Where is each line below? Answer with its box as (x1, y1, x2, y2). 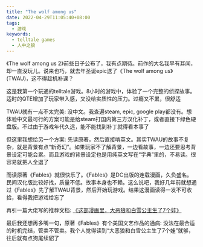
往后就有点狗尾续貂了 (6, 234, 59, 242)
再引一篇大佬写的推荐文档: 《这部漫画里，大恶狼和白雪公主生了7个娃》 (6, 206, 182, 214)
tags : (6, 20, 20, 26)
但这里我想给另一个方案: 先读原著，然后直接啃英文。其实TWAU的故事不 (6, 136, 184, 143)
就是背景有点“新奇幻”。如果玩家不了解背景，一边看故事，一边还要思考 (16, 143, 192, 151)
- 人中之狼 (11, 43, 36, 49)
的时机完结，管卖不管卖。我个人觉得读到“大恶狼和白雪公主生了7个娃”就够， (6, 227, 195, 234)
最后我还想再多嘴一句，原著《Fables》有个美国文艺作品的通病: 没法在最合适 (6, 219, 195, 227)
